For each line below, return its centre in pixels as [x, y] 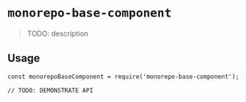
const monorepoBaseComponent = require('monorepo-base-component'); [123, 77]
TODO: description [58, 33]
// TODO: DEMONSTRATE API [50, 90]
